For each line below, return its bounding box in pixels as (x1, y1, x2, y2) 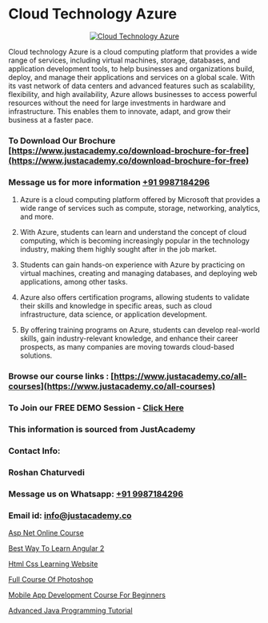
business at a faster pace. (8, 115, 94, 124)
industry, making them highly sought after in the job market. (19, 245, 218, 254)
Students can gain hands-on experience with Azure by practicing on (19, 260, 246, 269)
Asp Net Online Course (8, 528, 84, 537)
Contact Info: (8, 445, 61, 456)
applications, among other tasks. (19, 277, 128, 287)
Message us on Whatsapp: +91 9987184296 (8, 488, 184, 500)
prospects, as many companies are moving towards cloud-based (19, 342, 234, 352)
